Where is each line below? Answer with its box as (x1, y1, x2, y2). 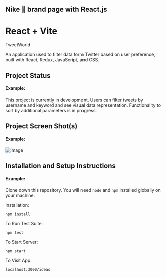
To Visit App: (5, 257, 32, 264)
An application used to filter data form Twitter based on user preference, (5, 51, 156, 58)
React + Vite (5, 25, 58, 37)
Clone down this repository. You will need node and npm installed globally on (5, 187, 161, 193)
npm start (5, 249, 26, 254)
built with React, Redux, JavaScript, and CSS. (5, 57, 100, 63)
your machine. (5, 192, 35, 199)
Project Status (5, 71, 51, 80)
